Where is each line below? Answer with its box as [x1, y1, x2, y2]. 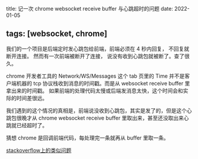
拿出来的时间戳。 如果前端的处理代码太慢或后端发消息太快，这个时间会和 [6, 87, 183, 94]
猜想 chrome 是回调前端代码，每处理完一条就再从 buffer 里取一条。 [6, 134, 169, 141]
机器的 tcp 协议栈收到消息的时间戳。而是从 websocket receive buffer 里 [16, 79, 190, 87]
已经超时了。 [16, 121, 48, 128]
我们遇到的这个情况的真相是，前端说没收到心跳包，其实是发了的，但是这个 [6, 107, 187, 114]
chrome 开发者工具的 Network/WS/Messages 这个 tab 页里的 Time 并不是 [6, 72, 185, 79]
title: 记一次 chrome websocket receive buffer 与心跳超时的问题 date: [6, 5, 173, 12]
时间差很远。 [16, 94, 48, 101]
